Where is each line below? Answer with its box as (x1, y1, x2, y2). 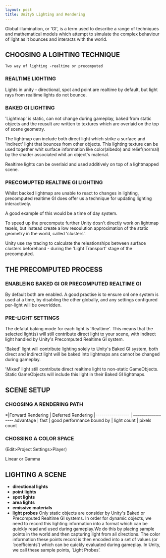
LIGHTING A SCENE (5, 470, 67, 479)
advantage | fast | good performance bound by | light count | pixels (14, 417, 152, 423)
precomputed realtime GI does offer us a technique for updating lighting (5, 195, 152, 201)
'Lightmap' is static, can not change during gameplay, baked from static (5, 115, 152, 121)
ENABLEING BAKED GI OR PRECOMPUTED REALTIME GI (5, 280, 141, 287)
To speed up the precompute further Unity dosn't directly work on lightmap (5, 220, 159, 226)
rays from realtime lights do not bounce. (5, 92, 87, 97)
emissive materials (12, 504, 53, 510)
